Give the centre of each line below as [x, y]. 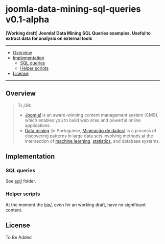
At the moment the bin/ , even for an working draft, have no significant [76, 205]
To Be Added [19, 237]
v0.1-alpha [27, 19]
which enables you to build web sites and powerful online [83, 120]
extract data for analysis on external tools [49, 38]
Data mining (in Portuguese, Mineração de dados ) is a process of [91, 130]
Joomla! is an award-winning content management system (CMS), [92, 115]
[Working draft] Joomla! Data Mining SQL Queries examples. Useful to [78, 33]
